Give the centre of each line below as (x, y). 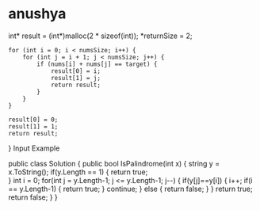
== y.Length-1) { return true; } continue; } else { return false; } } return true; (130, 189)
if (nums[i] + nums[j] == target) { (97, 64)
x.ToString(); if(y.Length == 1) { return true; (78, 172)
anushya (37, 14)
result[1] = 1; (33, 126)
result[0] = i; (76, 71)
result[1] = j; (76, 78)
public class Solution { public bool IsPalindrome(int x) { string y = (114, 163)
